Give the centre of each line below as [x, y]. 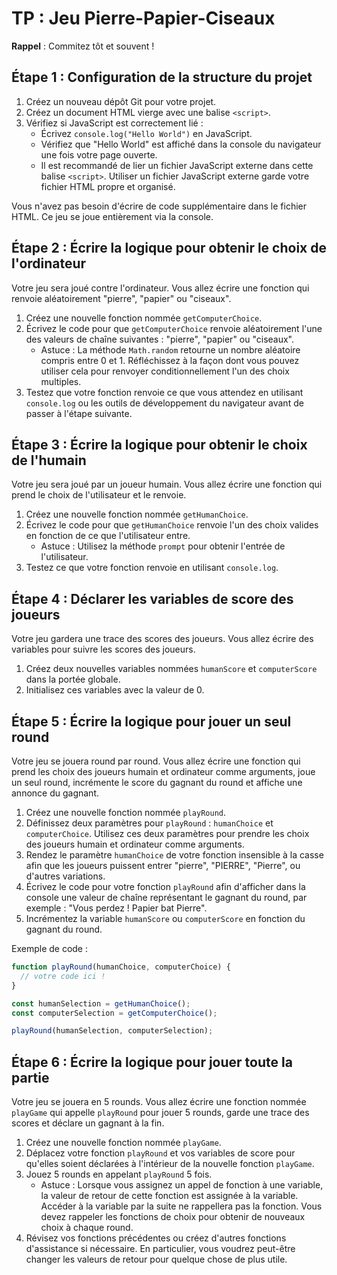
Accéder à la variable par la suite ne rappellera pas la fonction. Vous [181, 1206]
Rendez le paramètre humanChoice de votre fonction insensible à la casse [174, 855]
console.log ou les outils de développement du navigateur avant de [164, 403]
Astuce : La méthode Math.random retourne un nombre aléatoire [170, 349]
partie [30, 1077]
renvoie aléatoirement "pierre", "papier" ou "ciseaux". [121, 298]
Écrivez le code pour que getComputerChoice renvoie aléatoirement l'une [174, 328]
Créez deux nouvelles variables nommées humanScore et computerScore [171, 669]
